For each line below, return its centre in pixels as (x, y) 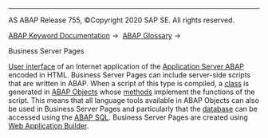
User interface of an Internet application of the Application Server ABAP (126, 66)
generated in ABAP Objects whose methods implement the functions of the (132, 92)
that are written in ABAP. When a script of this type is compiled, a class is (129, 83)
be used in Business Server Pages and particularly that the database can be (133, 109)
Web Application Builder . (49, 126)
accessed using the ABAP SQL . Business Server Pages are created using (128, 117)
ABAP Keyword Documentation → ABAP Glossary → (95, 35)
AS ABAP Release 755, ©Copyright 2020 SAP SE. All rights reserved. (122, 20)
